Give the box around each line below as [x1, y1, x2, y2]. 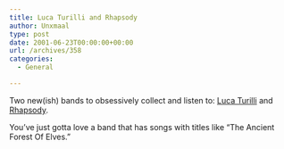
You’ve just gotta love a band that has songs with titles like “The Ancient [9, 121, 275, 132]
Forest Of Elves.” [9, 131, 71, 142]
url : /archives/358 [9, 46, 82, 55]
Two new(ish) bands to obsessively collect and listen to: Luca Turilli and [9, 95, 274, 105]
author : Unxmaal [9, 21, 70, 30]
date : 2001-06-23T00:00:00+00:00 [9, 37, 134, 47]
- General [17, 63, 54, 72]
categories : [9, 54, 54, 63]
